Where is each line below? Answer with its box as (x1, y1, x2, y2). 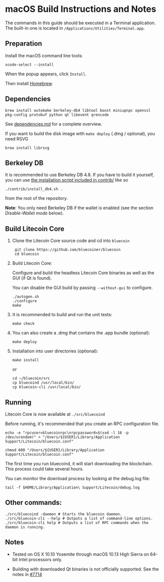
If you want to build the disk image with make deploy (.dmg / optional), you (5, 130, 155, 137)
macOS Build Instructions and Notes (5, 3, 157, 15)
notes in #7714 (12, 571, 42, 577)
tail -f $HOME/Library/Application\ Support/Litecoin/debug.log (5, 485, 140, 490)
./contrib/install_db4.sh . (5, 187, 63, 192)
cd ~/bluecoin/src (12, 376, 50, 381)
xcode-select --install (5, 62, 54, 67)
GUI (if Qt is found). (12, 275, 52, 281)
